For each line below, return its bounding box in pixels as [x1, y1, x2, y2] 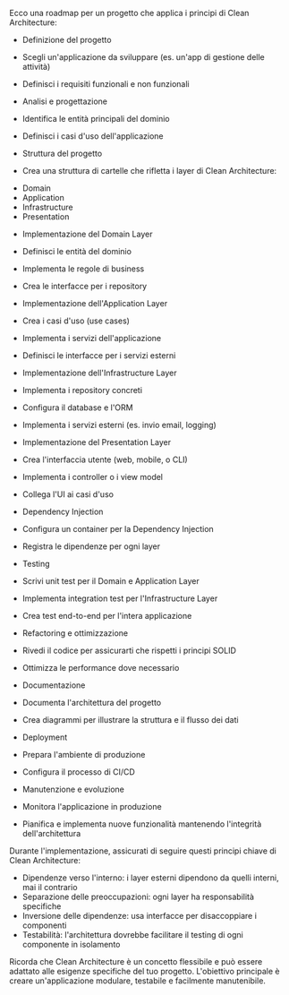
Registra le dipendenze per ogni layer [21, 541, 161, 552]
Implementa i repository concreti [21, 385, 143, 395]
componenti [21, 920, 67, 931]
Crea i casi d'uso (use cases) [21, 315, 130, 326]
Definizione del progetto [21, 35, 112, 45]
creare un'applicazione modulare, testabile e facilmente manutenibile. [9, 975, 267, 986]
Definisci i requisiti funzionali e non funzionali [21, 79, 190, 89]
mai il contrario [21, 882, 78, 892]
